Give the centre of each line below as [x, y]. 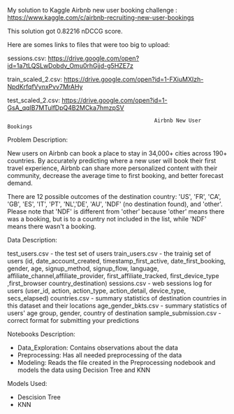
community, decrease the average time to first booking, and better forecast [115, 175]
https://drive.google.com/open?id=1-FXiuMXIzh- [134, 79]
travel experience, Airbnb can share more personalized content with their [112, 168]
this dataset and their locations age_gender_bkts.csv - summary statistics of [117, 305]
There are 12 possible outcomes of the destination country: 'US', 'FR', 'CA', [114, 196]
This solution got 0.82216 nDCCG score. [65, 31]
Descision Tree [39, 397]
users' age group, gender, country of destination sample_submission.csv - [114, 313]
